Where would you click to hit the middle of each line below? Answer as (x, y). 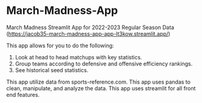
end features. (23, 95)
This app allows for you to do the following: (60, 45)
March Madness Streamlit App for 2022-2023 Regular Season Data (90, 27)
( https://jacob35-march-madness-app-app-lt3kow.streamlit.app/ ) (89, 33)
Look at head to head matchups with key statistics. (79, 57)
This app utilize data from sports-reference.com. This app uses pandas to (99, 82)
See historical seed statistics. (52, 70)
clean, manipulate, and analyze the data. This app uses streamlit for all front (101, 88)
